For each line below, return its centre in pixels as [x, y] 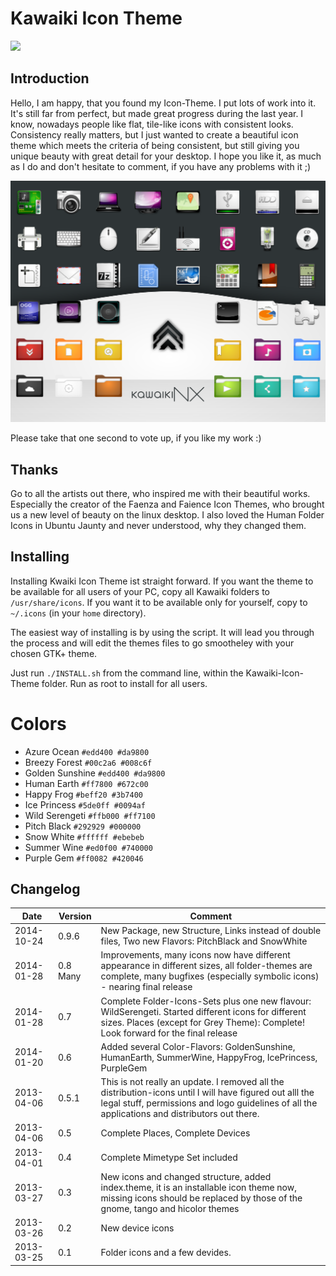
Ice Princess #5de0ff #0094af [85, 804]
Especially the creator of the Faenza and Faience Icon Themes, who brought [167, 504]
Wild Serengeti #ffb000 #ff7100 [90, 815]
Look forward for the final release [169, 1033]
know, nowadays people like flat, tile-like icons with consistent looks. [152, 124]
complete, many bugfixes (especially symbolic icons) [210, 976]
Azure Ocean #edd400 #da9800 [87, 751]
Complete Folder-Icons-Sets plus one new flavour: [206, 1001]
